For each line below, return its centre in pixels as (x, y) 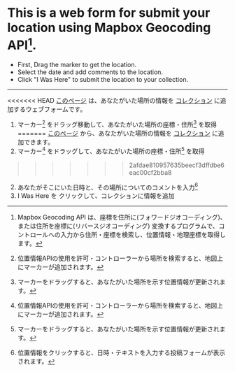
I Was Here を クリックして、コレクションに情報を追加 (96, 196)
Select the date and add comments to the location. (90, 72)
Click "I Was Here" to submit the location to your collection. (103, 80)
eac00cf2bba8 (150, 172)
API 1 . (22, 44)
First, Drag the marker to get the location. (77, 65)
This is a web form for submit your (109, 13)
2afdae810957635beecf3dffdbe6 (177, 165)
